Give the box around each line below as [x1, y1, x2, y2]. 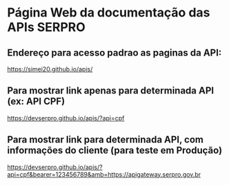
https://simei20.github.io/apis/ [7, 65, 93, 73]
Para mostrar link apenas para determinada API [7, 85, 215, 97]
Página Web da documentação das [7, 5, 210, 21]
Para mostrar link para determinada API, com [7, 134, 204, 146]
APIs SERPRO [7, 19, 86, 35]
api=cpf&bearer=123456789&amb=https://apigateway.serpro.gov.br [7, 170, 201, 178]
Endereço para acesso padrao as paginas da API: [7, 47, 222, 58]
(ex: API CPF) [7, 96, 66, 107]
